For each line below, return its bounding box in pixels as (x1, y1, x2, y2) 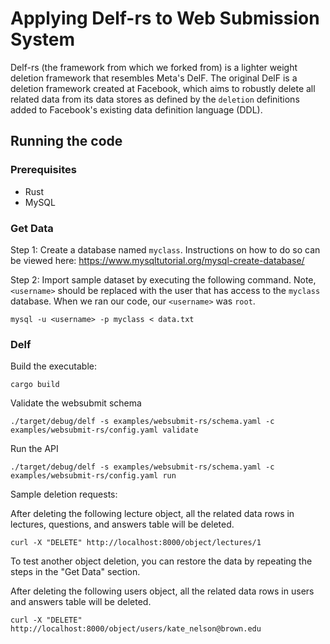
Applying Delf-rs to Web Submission (10, 7, 320, 30)
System (10, 28, 76, 51)
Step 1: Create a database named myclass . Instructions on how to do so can (10, 243, 321, 256)
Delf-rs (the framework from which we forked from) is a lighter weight (10, 61, 298, 73)
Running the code (10, 133, 123, 150)
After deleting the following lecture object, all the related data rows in (10, 508, 295, 520)
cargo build (10, 380, 60, 390)
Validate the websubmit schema (10, 397, 142, 409)
